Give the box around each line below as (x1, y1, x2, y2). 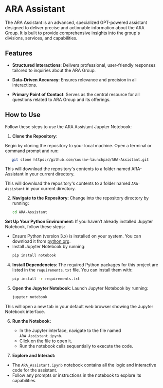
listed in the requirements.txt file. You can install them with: (12, 267, 133, 273)
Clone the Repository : (12, 133, 57, 139)
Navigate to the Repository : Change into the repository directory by (12, 195, 149, 201)
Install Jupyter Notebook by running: (12, 244, 86, 250)
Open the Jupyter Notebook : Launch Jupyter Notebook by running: (12, 285, 148, 291)
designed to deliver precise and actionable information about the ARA (5, 24, 145, 30)
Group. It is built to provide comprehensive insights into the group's (5, 30, 140, 36)
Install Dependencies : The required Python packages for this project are (12, 262, 159, 268)
